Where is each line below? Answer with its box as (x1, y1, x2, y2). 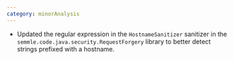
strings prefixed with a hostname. (16, 44, 115, 53)
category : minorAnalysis (6, 10, 80, 18)
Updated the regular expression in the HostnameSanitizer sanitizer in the (16, 30, 228, 38)
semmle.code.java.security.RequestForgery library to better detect (16, 37, 211, 46)
